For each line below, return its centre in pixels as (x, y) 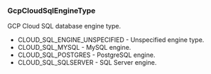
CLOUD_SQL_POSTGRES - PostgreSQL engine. (86, 55)
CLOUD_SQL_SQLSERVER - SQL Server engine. (87, 63)
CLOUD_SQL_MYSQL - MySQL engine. (74, 48)
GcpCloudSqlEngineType (52, 11)
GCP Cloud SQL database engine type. (64, 26)
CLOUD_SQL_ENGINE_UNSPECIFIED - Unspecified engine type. (111, 40)
